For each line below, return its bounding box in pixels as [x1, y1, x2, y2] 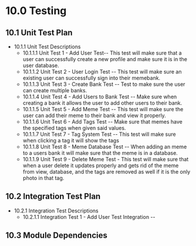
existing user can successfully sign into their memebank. [22, 75, 161, 81]
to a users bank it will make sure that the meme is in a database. [22, 149, 178, 157]
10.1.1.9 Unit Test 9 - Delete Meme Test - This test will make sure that [22, 156, 189, 162]
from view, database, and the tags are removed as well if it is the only [22, 168, 191, 175]
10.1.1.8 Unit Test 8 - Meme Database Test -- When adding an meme [22, 143, 187, 150]
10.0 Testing [5, 4, 67, 18]
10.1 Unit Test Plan [5, 28, 73, 38]
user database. [22, 62, 59, 69]
